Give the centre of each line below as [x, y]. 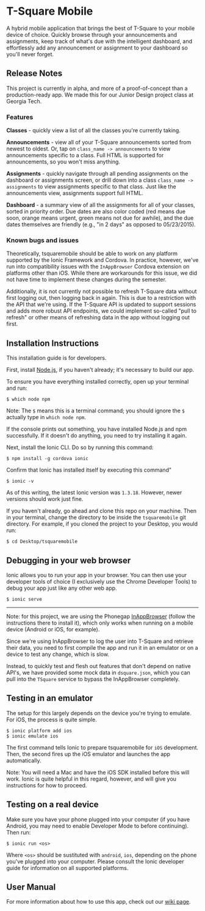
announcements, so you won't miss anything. [63, 162]
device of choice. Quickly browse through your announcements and [92, 34]
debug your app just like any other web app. [62, 588]
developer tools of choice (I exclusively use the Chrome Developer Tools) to [102, 581]
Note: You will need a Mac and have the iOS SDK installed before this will [98, 772]
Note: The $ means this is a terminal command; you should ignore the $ [95, 411]
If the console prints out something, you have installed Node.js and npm [97, 429]
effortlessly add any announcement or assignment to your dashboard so [97, 48]
